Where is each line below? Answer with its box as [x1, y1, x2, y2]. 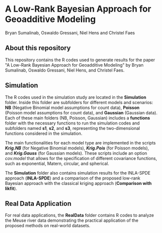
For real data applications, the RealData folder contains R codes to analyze [5, 213, 154, 218]
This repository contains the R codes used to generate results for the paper [5, 57, 155, 63]
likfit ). [5, 185, 17, 191]
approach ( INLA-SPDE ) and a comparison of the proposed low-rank [5, 175, 141, 181]
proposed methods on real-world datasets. [5, 223, 90, 229]
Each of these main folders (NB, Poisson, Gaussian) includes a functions [5, 115, 150, 121]
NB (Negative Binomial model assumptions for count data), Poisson [5, 105, 140, 110]
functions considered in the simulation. [5, 130, 83, 136]
